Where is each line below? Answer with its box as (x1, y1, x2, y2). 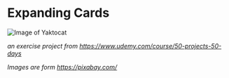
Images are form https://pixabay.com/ (7, 63, 118, 71)
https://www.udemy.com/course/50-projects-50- (79, 41, 222, 50)
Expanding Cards (7, 5, 110, 21)
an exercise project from (7, 41, 78, 50)
